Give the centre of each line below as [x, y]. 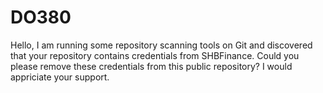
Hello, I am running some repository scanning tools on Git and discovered [161, 45]
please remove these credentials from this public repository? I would [151, 66]
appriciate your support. [60, 77]
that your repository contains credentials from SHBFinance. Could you [155, 55]
